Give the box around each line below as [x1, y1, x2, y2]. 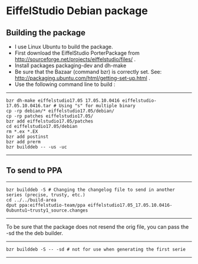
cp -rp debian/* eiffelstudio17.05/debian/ [6, 108, 115, 114]
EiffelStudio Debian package [6, 4, 148, 18]
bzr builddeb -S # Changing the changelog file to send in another [6, 187, 176, 193]
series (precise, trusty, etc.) [6, 192, 85, 198]
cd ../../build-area [6, 197, 57, 203]
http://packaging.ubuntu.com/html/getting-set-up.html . [14, 75, 150, 81]
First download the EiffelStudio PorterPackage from [14, 49, 140, 57]
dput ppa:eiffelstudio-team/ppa [6, 202, 85, 208]
